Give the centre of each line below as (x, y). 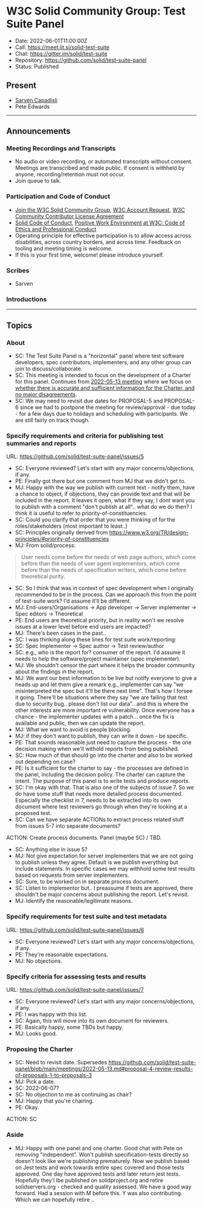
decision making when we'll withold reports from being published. (97, 749)
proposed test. (33, 813)
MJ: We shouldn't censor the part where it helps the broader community (105, 665)
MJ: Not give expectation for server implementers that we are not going (104, 856)
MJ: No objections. (38, 961)
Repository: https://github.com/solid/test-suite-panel (81, 60)
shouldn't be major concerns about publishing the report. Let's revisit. (102, 894)
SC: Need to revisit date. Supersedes (61, 1063)
